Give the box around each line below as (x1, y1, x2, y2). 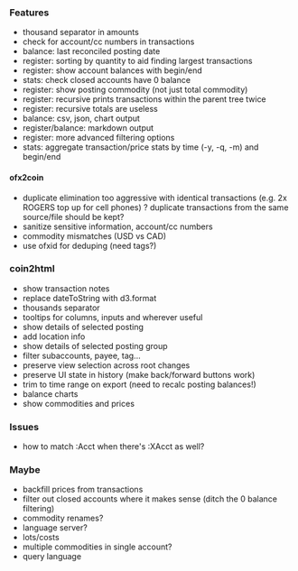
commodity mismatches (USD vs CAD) (22, 230, 167, 241)
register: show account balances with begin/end (22, 65, 202, 76)
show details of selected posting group (22, 340, 169, 351)
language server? (22, 522, 88, 533)
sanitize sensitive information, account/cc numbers (22, 221, 214, 232)
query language (22, 551, 82, 562)
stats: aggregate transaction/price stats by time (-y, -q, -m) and (22, 142, 259, 152)
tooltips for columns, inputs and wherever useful (22, 311, 203, 322)
